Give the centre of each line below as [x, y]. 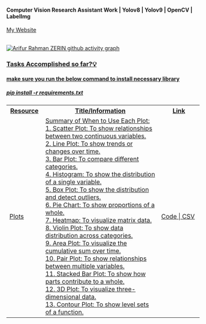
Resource [24, 110]
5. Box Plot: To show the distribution [97, 189]
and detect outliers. [73, 197]
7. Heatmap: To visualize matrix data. [98, 220]
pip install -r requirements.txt [45, 92]
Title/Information [100, 110]
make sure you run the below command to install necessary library [93, 78]
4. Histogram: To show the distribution [100, 174]
